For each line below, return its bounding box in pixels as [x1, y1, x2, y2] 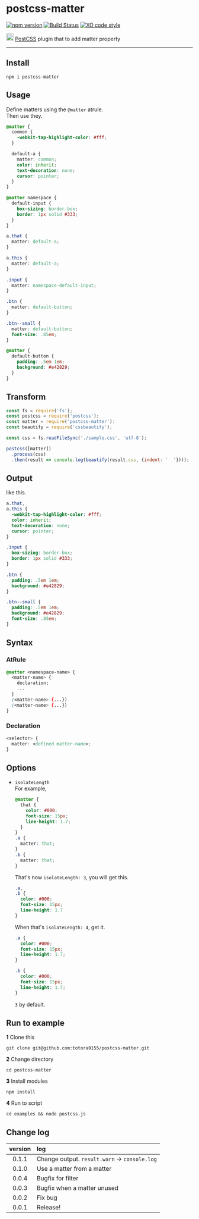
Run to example [6, 1018, 65, 1028]
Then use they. [6, 112, 43, 119]
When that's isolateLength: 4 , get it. [14, 923, 105, 930]
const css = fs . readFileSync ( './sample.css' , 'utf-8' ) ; [6, 435, 147, 441]
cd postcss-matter [6, 1067, 52, 1073]
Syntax [6, 638, 33, 648]
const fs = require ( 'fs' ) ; [6, 408, 73, 413]
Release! [36, 1204, 61, 1212]
